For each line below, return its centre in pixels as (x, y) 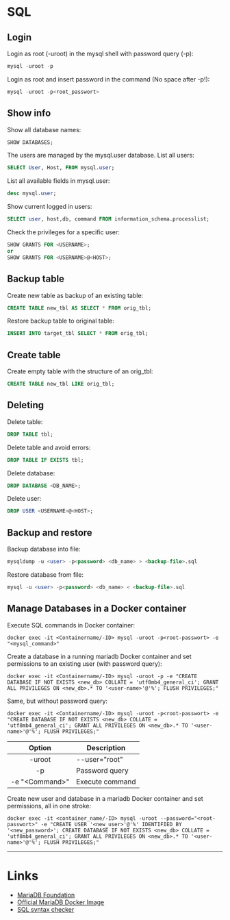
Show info (29, 113)
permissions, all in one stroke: (49, 806)
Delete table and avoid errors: (49, 447)
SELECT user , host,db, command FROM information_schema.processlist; (108, 219)
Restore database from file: (46, 574)
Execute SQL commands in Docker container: (71, 625)
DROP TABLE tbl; (30, 434)
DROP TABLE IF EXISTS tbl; (46, 460)
